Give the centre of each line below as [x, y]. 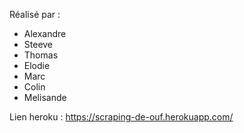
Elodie [37, 65]
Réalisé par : [35, 14]
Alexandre [45, 33]
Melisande [45, 97]
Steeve [38, 44]
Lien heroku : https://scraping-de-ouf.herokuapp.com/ [121, 117]
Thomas [41, 55]
